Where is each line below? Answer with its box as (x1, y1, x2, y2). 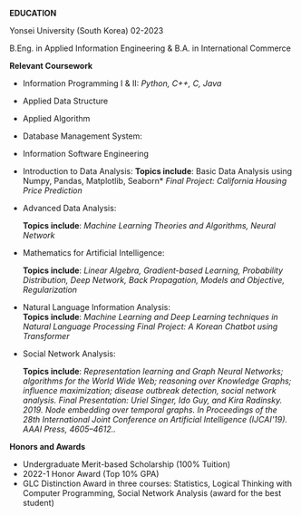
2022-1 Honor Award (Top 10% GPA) (22, 469, 160, 479)
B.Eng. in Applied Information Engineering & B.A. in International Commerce (9, 43, 292, 54)
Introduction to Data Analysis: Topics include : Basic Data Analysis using (22, 166, 293, 176)
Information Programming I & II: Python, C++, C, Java (22, 78, 222, 89)
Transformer (22, 331, 70, 341)
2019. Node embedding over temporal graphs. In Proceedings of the (22, 404, 278, 415)
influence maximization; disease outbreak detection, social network (22, 385, 277, 395)
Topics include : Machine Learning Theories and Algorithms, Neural (22, 220, 277, 230)
